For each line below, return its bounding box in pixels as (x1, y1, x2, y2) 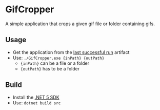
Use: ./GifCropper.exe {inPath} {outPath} (12, 54, 105, 61)
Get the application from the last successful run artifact (12, 49, 130, 55)
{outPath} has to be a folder (20, 65, 80, 71)
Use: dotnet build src (12, 99, 61, 106)
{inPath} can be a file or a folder (20, 60, 90, 66)
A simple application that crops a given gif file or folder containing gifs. (5, 21, 155, 27)
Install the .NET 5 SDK (12, 94, 60, 100)
